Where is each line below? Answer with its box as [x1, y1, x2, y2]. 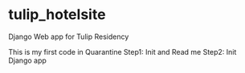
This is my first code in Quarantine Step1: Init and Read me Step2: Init [8, 47, 237, 56]
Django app [8, 56, 47, 65]
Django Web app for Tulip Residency [8, 32, 129, 41]
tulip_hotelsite [8, 6, 106, 24]
